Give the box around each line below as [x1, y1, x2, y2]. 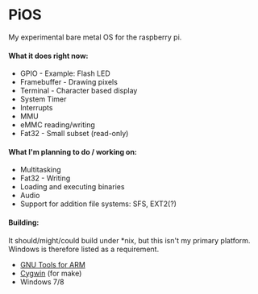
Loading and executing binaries [19, 182, 125, 192]
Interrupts [19, 103, 53, 113]
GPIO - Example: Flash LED [19, 68, 110, 78]
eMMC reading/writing [19, 120, 95, 130]
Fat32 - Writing [19, 173, 71, 183]
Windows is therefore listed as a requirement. [8, 244, 160, 254]
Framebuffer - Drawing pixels [19, 77, 119, 87]
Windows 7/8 [19, 276, 64, 287]
